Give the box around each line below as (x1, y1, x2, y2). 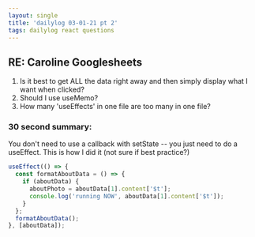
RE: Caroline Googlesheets (8, 55, 143, 69)
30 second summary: (8, 122, 92, 133)
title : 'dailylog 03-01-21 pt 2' (8, 19, 118, 27)
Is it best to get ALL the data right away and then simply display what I (19, 77, 249, 86)
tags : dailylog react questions (8, 26, 114, 34)
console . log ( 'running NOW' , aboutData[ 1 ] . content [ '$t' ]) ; (28, 192, 224, 200)
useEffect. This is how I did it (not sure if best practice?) (8, 148, 190, 157)
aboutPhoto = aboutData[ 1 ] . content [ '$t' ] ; (28, 185, 171, 194)
